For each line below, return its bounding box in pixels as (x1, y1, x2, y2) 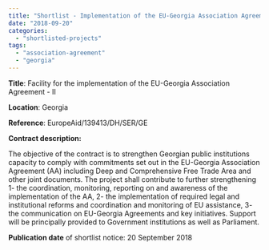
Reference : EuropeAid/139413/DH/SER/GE (8, 118, 148, 127)
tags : (8, 42, 26, 50)
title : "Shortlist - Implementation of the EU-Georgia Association (8, 11, 239, 20)
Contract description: (8, 133, 82, 143)
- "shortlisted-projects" (15, 34, 102, 42)
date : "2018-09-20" (8, 19, 74, 27)
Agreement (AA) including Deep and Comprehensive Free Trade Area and (8, 166, 251, 175)
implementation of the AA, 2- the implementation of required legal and (8, 192, 240, 201)
